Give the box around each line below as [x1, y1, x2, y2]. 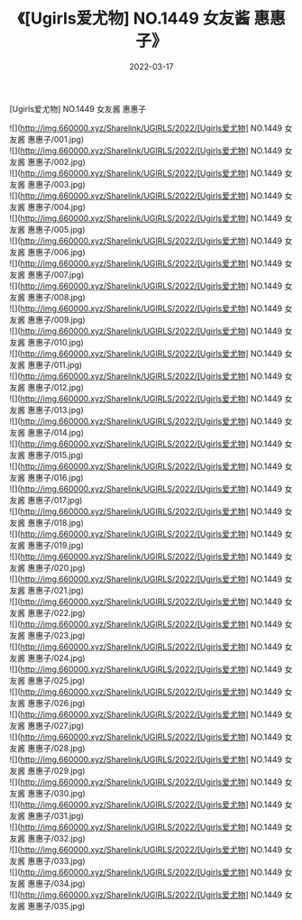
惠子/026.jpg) [34, 697, 86, 708]
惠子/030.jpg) [34, 787, 86, 798]
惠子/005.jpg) [34, 224, 86, 235]
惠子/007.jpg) [34, 269, 85, 280]
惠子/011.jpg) [34, 359, 83, 370]
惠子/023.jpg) [34, 630, 86, 640]
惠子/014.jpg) [34, 427, 84, 437]
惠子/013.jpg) [34, 404, 84, 415]
